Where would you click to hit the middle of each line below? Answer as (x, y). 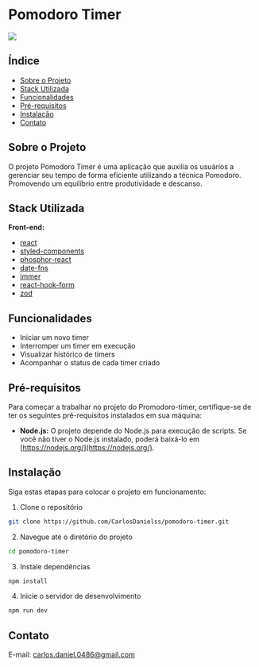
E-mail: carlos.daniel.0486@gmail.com (72, 655)
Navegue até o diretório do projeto (76, 537)
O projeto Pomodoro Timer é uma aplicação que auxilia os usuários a (121, 166)
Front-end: (27, 227)
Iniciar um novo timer (54, 337)
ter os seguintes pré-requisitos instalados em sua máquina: (105, 415)
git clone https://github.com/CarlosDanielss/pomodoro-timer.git (118, 522)
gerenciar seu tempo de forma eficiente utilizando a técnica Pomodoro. (125, 175)
